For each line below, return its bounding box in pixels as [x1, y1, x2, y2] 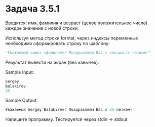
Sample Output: [5, 97, 38, 104]
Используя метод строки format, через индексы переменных [5, 35, 138, 41]
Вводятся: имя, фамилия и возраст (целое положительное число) [5, 20, 148, 26]
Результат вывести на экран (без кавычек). [5, 59, 100, 65]
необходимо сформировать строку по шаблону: [5, 40, 110, 46]
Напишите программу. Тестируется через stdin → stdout [5, 116, 128, 122]
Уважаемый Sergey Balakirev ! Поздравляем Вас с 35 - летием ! [5, 107, 133, 112]
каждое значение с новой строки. [5, 25, 80, 31]
